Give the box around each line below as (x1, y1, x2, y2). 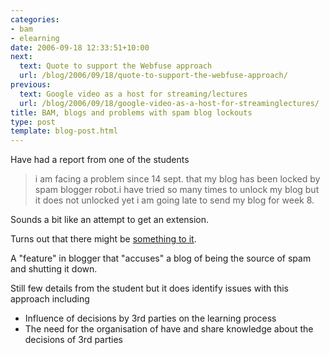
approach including (10, 293, 90, 305)
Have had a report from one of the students (10, 154, 190, 166)
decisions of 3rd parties (24, 334, 123, 346)
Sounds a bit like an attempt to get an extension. (10, 214, 210, 226)
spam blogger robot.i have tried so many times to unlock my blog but (34, 184, 320, 196)
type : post (10, 117, 56, 127)
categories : (10, 14, 60, 25)
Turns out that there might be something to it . (10, 233, 197, 245)
